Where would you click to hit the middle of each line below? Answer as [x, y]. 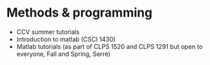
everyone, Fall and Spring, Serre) [64, 54]
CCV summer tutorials [48, 32]
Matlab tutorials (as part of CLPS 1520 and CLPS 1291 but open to [109, 46]
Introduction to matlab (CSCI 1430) [66, 39]
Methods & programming [79, 13]
